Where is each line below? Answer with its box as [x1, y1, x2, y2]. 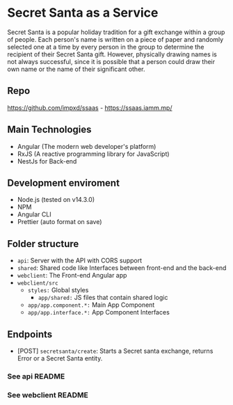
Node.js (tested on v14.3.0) [17, 196, 95, 204]
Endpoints [7, 328, 53, 340]
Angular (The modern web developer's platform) [17, 142, 156, 150]
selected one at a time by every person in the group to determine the [7, 42, 204, 51]
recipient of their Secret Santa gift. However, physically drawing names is [7, 50, 218, 58]
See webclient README [7, 390, 88, 399]
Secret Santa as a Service [7, 5, 159, 21]
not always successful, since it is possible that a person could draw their [7, 57, 216, 65]
